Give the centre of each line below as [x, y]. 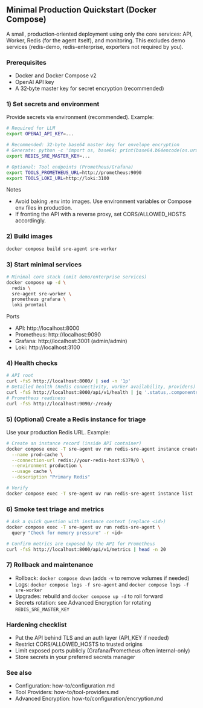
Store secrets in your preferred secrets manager [75, 657]
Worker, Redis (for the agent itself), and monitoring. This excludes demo [96, 40]
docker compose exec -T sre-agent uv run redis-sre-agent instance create [102, 449]
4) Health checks [32, 363]
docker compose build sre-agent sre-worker [62, 249]
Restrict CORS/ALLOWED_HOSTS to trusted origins [79, 644]
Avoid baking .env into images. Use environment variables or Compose [103, 201]
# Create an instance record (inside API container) [74, 443]
